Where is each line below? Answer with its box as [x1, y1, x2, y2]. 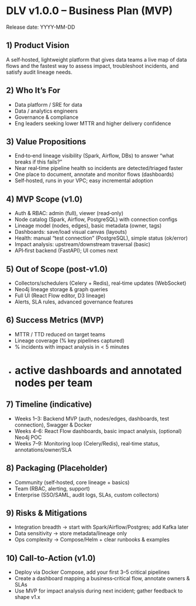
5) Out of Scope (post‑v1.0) [6, 264, 108, 274]
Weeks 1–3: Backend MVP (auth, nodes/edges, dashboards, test [14, 415, 170, 422]
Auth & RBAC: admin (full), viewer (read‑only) [14, 210, 124, 217]
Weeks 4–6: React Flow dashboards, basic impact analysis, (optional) [14, 427, 183, 434]
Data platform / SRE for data [14, 101, 82, 108]
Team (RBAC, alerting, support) [14, 485, 90, 492]
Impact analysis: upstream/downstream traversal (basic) [14, 241, 151, 248]
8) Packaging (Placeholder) [6, 463, 108, 473]
